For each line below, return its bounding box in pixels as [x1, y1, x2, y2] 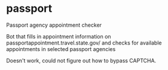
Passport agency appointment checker [6, 21, 102, 28]
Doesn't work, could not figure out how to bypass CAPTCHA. [6, 57, 157, 64]
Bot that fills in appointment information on [6, 33, 112, 40]
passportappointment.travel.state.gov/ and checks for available [6, 39, 162, 46]
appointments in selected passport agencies [6, 45, 116, 52]
